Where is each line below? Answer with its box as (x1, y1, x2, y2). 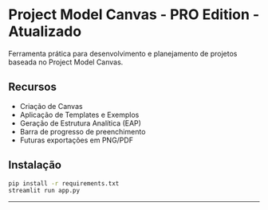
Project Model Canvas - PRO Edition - (8, 6, 260, 24)
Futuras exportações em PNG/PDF (19, 135, 134, 145)
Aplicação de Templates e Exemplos (19, 110, 140, 119)
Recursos (8, 80, 57, 94)
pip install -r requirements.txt (8, 179, 120, 188)
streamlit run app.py (8, 187, 81, 195)
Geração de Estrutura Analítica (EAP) (19, 118, 142, 128)
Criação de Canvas (19, 101, 83, 111)
